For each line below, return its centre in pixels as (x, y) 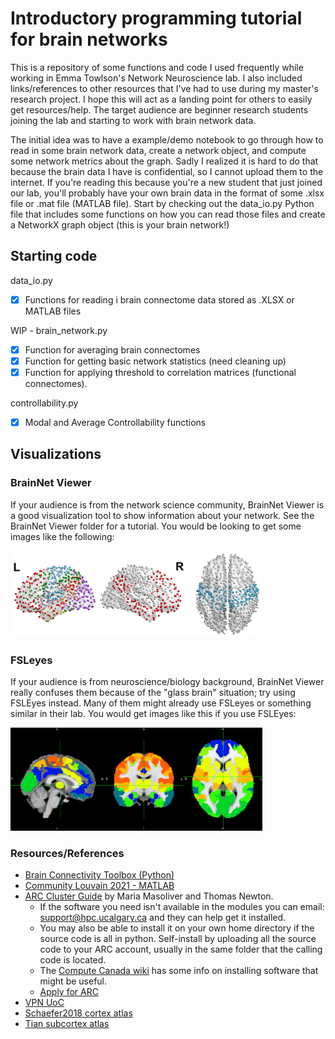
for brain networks (89, 39)
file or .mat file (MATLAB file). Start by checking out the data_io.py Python (162, 203)
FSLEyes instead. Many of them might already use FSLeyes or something (161, 703)
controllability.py (44, 403)
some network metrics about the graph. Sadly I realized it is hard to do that (164, 161)
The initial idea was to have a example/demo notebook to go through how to (167, 139)
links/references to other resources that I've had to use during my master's (164, 88)
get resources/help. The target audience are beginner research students (159, 109)
